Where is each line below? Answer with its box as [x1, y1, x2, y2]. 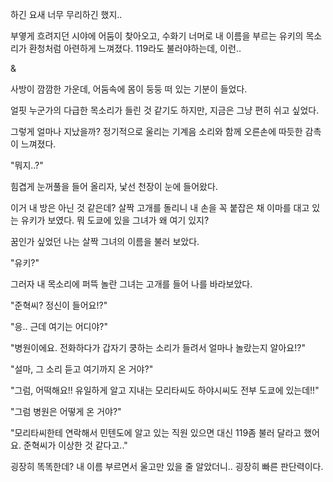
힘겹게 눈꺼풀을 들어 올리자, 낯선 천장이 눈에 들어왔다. [10, 181, 218, 192]
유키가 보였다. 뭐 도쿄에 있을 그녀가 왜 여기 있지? [20, 214, 210, 226]
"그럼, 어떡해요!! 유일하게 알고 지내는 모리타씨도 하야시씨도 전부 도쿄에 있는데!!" [10, 384, 320, 396]
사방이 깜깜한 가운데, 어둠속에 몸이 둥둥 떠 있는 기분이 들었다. [10, 83, 248, 95]
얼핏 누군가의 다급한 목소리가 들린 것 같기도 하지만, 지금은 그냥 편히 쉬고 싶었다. [10, 104, 320, 116]
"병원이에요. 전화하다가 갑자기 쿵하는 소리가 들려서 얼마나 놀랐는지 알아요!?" [10, 342, 306, 353]
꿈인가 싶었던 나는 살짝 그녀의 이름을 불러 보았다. [10, 236, 200, 247]
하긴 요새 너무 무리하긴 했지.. [10, 9, 123, 20]
